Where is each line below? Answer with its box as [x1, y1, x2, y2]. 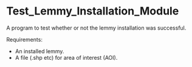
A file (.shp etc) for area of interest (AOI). [15, 54, 118, 61]
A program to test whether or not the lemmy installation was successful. [6, 24, 187, 31]
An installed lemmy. [15, 47, 64, 55]
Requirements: [6, 36, 43, 43]
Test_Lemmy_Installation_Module [6, 4, 179, 18]
